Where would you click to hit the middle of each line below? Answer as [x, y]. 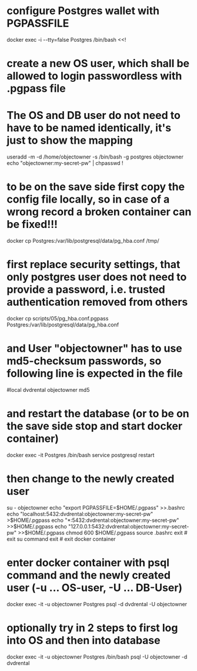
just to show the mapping [70, 141]
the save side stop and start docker [95, 426]
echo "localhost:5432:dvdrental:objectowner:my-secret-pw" [80, 514]
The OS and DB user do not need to [94, 115]
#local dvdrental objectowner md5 [48, 389]
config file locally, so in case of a [88, 199]
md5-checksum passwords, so [84, 361]
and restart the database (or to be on [98, 414]
